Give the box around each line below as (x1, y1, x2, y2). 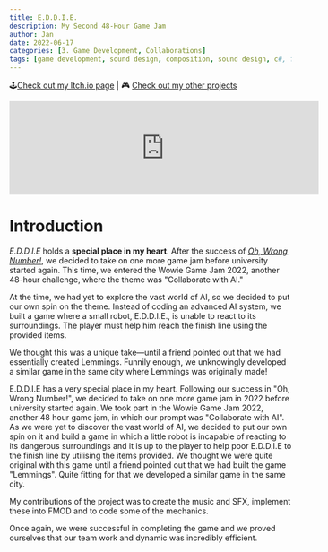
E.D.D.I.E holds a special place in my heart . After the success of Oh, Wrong (9, 246, 289, 256)
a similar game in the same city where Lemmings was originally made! (9, 366, 268, 376)
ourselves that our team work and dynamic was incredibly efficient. (9, 532, 258, 543)
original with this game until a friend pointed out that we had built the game (9, 459, 287, 470)
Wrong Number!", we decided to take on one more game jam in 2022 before (9, 392, 289, 403)
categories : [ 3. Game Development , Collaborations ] (9, 47, 206, 56)
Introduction (9, 216, 104, 237)
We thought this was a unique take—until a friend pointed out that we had (9, 347, 281, 358)
